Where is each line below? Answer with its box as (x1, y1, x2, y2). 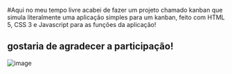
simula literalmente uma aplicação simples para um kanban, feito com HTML (7, 13, 225, 21)
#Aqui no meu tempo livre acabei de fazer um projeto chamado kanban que (7, 6, 223, 14)
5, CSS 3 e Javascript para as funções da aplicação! (7, 21, 157, 28)
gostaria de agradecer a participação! (7, 41, 174, 53)
